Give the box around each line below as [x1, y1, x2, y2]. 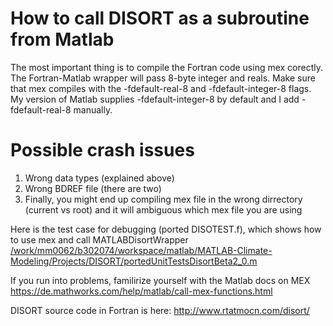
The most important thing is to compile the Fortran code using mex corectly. [10, 61, 324, 73]
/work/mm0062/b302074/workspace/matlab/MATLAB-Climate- [10, 244, 273, 256]
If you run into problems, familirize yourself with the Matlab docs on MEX [10, 274, 311, 286]
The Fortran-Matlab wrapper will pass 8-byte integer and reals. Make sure [10, 72, 316, 84]
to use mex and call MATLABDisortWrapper [10, 233, 189, 246]
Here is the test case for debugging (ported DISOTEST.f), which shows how [10, 223, 322, 235]
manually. [73, 103, 113, 116]
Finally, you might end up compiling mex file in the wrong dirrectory [24, 193, 303, 205]
